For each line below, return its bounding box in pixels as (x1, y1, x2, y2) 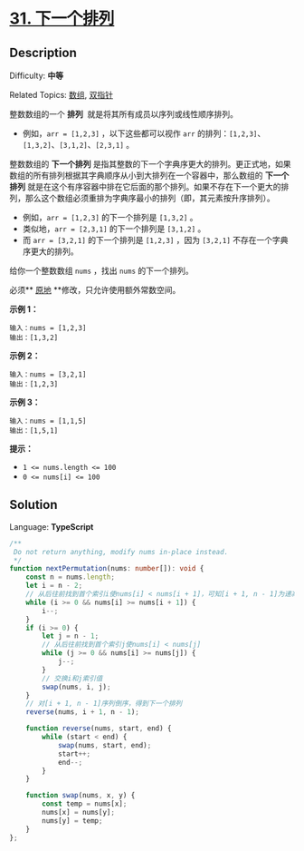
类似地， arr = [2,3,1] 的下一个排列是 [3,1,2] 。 (22, 223, 206, 234)
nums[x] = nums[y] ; (42, 808, 116, 817)
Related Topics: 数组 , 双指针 (9, 90, 113, 100)
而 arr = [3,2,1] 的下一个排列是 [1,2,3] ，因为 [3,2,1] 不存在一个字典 (22, 235, 289, 245)
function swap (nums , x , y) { (25, 791, 136, 800)
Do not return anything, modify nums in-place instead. (13, 547, 229, 556)
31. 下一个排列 (9, 8, 115, 29)
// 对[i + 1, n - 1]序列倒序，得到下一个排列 (25, 699, 183, 709)
